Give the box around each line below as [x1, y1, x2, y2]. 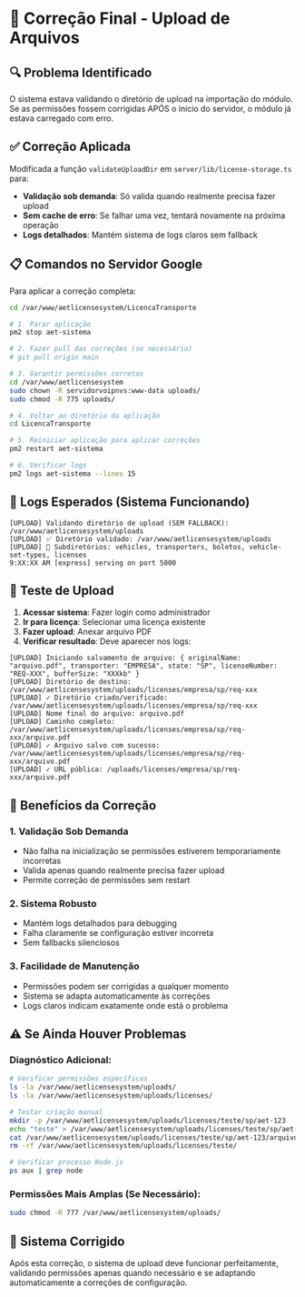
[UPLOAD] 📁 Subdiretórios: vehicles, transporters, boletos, [9, 542, 246, 551]
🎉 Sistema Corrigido [9, 1233, 125, 1249]
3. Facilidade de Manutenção [9, 960, 140, 972]
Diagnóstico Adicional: [9, 1053, 112, 1066]
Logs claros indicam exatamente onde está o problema [22, 1000, 229, 1010]
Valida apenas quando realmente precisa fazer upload [22, 865, 225, 876]
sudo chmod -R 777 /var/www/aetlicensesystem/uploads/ [9, 1209, 221, 1218]
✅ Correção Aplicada [9, 139, 132, 155]
